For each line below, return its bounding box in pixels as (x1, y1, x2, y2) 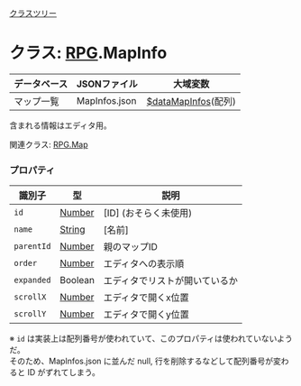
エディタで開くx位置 (103, 291, 189, 304)
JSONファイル (76, 78, 138, 90)
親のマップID (103, 241, 158, 253)
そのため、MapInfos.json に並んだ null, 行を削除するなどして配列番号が (9, 355, 273, 367)
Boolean (59, 274, 95, 287)
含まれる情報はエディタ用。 (9, 120, 113, 131)
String (59, 224, 86, 236)
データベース (14, 78, 68, 90)
